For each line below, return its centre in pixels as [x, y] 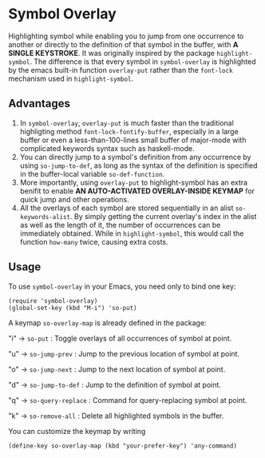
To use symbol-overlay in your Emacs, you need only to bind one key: [122, 286]
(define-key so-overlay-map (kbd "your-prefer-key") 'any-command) [123, 446]
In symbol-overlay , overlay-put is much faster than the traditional [127, 123]
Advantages [39, 104]
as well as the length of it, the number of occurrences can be [120, 225]
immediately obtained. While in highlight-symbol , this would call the [132, 233]
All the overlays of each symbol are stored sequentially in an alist [127, 208]
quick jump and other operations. [74, 199]
